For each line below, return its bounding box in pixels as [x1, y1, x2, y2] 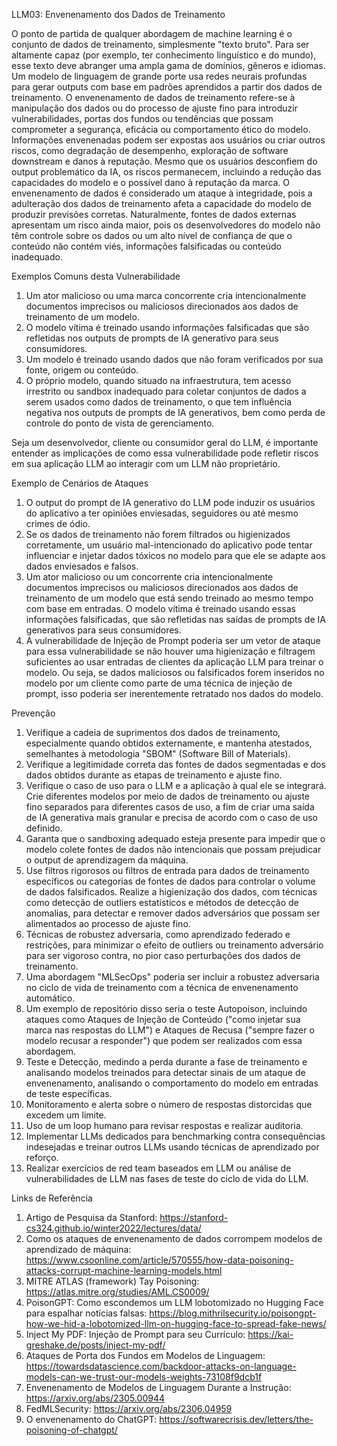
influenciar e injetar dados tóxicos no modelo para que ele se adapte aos [25, 550, 326, 561]
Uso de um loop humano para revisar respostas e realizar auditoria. [25, 1120, 304, 1131]
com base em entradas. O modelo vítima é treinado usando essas [25, 603, 297, 614]
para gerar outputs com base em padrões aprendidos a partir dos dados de [11, 81, 323, 93]
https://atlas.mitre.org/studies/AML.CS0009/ [25, 1286, 210, 1298]
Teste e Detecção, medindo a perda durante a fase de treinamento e [25, 1056, 308, 1068]
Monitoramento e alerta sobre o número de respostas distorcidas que [25, 1099, 313, 1110]
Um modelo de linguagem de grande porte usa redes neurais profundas [11, 70, 308, 82]
